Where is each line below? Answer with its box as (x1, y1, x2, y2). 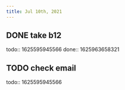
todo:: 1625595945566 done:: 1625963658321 (6, 46, 120, 53)
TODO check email (6, 63, 76, 73)
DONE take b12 (6, 31, 62, 41)
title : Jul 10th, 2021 (6, 8, 62, 15)
